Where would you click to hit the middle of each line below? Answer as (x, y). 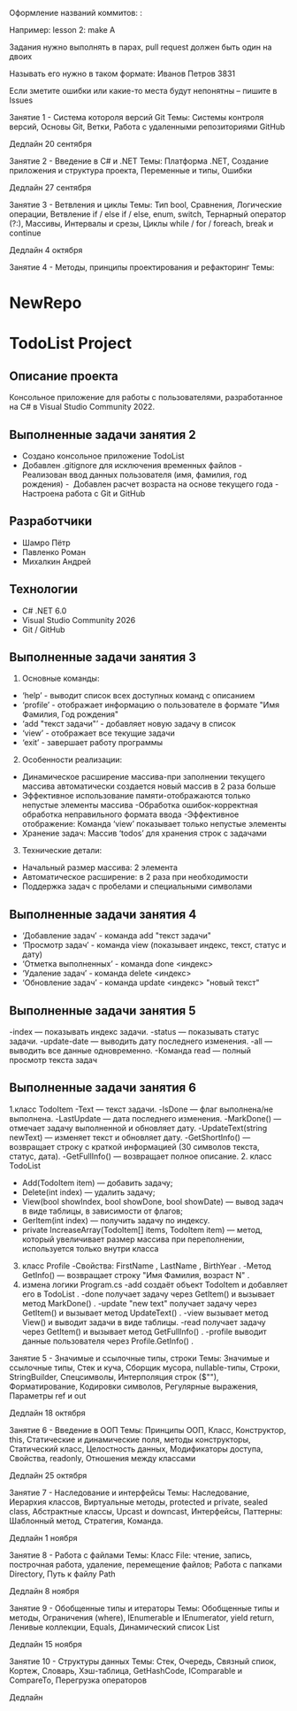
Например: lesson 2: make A (62, 30)
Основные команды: (61, 678)
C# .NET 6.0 (44, 611)
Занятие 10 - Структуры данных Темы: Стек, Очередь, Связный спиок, (143, 1661)
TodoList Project (71, 343)
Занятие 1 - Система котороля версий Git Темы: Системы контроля (137, 117)
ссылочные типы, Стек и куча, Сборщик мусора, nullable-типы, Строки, (145, 1368)
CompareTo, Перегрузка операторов (78, 1680)
